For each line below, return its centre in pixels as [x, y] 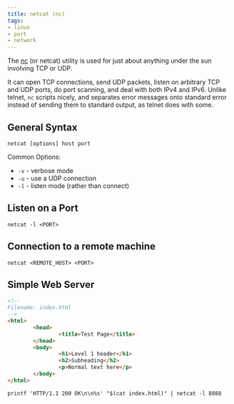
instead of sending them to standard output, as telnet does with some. [111, 105]
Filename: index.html [40, 308]
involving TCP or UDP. [40, 68]
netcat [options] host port [49, 143]
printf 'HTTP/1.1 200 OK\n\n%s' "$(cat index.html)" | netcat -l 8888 [115, 393]
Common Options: [34, 157]
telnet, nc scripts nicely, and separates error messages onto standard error [117, 98]
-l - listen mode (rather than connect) [73, 185]
